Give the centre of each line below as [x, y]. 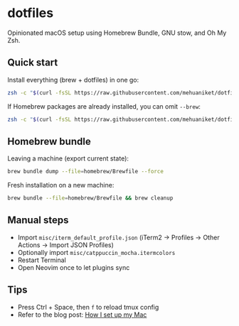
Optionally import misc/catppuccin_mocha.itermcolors [96, 252]
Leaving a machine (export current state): [68, 158]
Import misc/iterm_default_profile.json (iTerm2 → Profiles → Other [118, 237]
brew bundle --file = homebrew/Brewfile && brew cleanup [90, 198]
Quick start [33, 63]
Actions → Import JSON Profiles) [65, 245]
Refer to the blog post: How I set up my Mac [82, 315]
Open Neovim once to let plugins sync [74, 267]
